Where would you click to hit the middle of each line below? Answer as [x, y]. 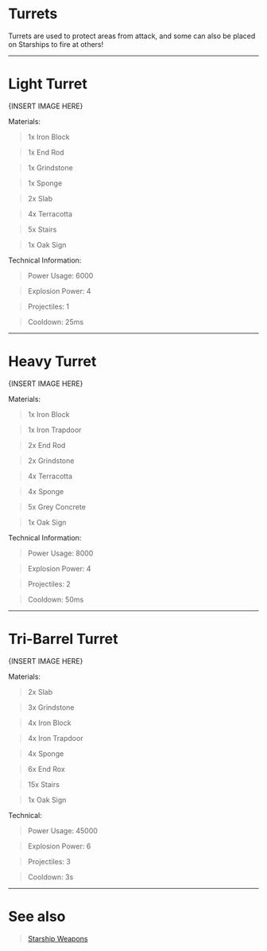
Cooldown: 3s [50, 877]
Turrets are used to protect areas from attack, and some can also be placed [132, 36]
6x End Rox [46, 769]
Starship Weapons [58, 938]
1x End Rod [46, 152]
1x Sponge [45, 183]
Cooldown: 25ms [56, 322]
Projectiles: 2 [49, 584]
